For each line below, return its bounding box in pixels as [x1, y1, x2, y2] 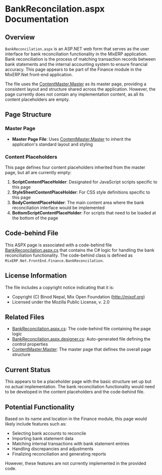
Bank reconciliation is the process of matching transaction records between [5, 56, 156, 62]
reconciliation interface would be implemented [12, 205, 105, 211]
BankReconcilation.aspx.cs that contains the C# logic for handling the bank [5, 247, 155, 253]
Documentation [5, 14, 69, 25]
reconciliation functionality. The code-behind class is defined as [5, 252, 133, 258]
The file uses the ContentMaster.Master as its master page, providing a [5, 81, 147, 87]
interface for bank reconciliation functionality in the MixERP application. [5, 51, 147, 57]
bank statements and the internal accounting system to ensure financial [5, 62, 147, 67]
